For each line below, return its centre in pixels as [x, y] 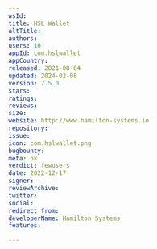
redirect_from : [34, 210]
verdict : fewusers [39, 166]
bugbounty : [27, 151]
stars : [19, 91]
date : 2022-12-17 [37, 173]
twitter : [23, 195]
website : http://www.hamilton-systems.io [79, 121]
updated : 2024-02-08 [43, 76]
